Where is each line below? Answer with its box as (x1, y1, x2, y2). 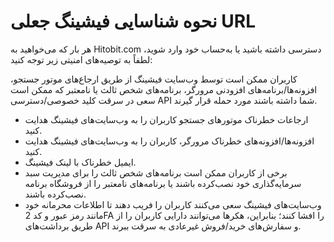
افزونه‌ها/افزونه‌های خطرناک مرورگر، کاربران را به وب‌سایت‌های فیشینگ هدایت (24, 135, 315, 147)
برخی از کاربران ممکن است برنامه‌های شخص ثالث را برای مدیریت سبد (24, 166, 288, 179)
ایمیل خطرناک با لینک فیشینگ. (24, 156, 137, 168)
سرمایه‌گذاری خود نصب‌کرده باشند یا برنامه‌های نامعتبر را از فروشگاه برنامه (24, 177, 302, 189)
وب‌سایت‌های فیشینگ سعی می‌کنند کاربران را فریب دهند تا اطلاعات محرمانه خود (24, 198, 322, 210)
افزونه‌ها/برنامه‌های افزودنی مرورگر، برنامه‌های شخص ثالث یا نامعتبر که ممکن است (10, 83, 318, 95)
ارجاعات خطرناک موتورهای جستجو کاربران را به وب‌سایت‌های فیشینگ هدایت (24, 113, 309, 125)
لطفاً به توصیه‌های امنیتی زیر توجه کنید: (10, 53, 153, 65)
